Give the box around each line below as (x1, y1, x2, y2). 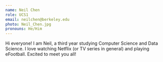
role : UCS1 (5, 12, 29, 17)
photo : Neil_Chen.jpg (5, 21, 52, 27)
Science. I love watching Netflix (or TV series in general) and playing (5, 46, 150, 52)
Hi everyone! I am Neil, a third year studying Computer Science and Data (5, 40, 158, 46)
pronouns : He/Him (5, 26, 42, 32)
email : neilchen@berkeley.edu (5, 17, 70, 22)
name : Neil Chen (5, 7, 40, 13)
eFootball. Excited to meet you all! (5, 51, 77, 57)
